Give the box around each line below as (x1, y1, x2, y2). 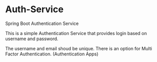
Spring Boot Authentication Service (5, 20, 79, 26)
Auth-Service (5, 4, 64, 15)
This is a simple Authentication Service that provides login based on (5, 30, 147, 36)
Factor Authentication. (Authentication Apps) (5, 51, 99, 57)
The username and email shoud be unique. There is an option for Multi (5, 45, 152, 51)
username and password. (5, 36, 59, 42)
